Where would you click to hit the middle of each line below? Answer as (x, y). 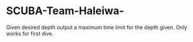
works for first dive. (30, 33)
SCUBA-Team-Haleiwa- (65, 11)
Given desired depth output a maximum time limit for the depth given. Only (97, 27)
